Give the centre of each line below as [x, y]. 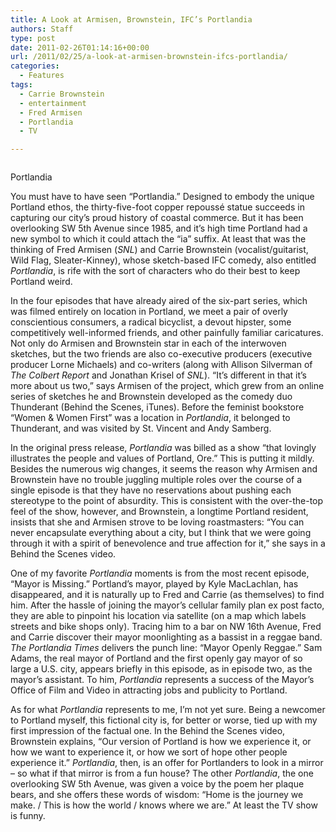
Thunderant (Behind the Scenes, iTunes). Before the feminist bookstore [157, 407]
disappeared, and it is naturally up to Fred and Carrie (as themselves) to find [167, 595]
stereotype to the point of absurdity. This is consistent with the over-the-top [167, 501]
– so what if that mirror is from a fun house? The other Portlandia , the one [162, 773]
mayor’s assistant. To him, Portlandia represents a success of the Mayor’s [162, 680]
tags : [21, 85]
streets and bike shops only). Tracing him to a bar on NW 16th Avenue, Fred [166, 627]
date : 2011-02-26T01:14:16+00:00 [80, 47]
